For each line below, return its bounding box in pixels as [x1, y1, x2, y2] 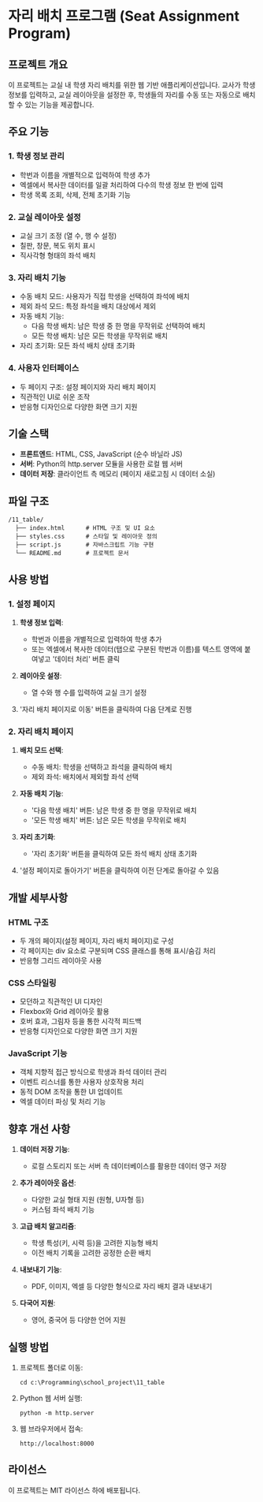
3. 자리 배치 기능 [8, 272, 67, 283]
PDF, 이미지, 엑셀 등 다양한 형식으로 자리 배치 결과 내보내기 [31, 1282, 213, 1291]
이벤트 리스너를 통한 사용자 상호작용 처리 [19, 1077, 144, 1086]
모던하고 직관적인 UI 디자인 [19, 997, 103, 1006]
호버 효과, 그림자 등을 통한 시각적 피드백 [19, 1016, 142, 1026]
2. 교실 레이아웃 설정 [8, 211, 81, 222]
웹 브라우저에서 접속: [19, 1424, 83, 1433]
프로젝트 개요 [8, 58, 69, 71]
